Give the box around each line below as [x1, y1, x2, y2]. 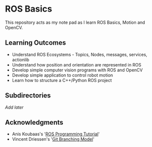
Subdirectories [5, 91, 51, 100]
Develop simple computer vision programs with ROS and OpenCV [12, 67, 143, 73]
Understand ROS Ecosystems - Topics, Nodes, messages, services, [12, 51, 148, 57]
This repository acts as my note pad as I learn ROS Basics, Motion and [5, 19, 145, 25]
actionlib [12, 57, 30, 63]
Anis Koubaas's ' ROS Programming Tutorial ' [12, 131, 100, 137]
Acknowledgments [5, 118, 64, 127]
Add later [5, 104, 24, 110]
